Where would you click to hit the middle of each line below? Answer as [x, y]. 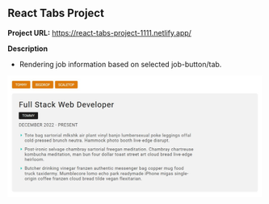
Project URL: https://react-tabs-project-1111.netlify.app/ [99, 32]
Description [28, 49]
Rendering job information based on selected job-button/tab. [120, 64]
